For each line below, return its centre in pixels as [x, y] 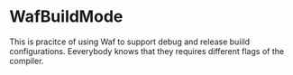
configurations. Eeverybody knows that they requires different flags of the [147, 51]
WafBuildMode [66, 17]
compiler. [27, 61]
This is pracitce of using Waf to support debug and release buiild [130, 42]
